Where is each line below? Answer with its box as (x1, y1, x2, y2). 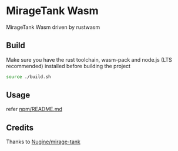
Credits (6, 122, 34, 133)
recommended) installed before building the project (6, 62, 131, 69)
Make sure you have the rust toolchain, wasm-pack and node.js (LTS (6, 56, 172, 63)
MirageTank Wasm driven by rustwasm (6, 24, 100, 31)
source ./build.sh (6, 73, 51, 80)
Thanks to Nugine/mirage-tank (6, 138, 80, 145)
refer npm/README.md (6, 106, 63, 113)
